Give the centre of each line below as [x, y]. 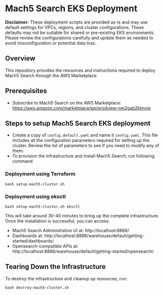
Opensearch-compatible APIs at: [45, 246]
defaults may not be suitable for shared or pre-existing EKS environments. [80, 32]
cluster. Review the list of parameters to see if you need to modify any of [86, 146]
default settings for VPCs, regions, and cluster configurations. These [74, 27]
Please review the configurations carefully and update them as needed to [79, 38]
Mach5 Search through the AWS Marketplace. [52, 75]
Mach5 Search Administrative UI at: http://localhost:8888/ [70, 230]
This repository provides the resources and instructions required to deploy [80, 70]
